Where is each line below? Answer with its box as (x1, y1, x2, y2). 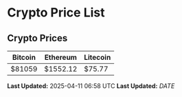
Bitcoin (12, 53, 36, 62)
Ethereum (44, 53, 78, 62)
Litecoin (83, 53, 111, 62)
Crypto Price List (7, 5, 105, 21)
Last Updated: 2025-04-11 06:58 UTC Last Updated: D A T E (7, 82, 175, 90)
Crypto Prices (7, 32, 68, 44)
